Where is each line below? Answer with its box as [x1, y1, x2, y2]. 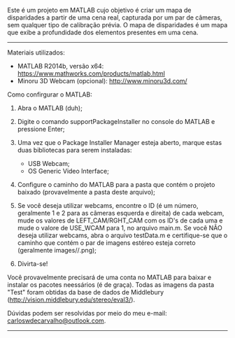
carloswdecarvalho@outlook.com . [7, 316, 106, 325]
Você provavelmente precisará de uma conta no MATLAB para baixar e [7, 273, 212, 281]
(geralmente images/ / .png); [17, 246, 97, 254]
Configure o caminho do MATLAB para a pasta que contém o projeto [17, 181, 215, 188]
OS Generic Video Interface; [27, 167, 110, 175]
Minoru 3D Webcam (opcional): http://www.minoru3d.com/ [17, 77, 187, 85]
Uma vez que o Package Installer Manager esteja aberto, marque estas [17, 139, 222, 146]
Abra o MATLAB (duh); [17, 104, 83, 112]
